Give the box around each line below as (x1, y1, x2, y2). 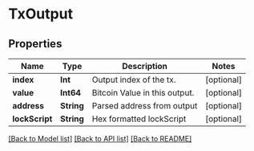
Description (121, 61, 168, 71)
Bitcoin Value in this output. (91, 88, 195, 98)
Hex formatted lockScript (91, 113, 187, 124)
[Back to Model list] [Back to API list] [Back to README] (8, 134, 192, 143)
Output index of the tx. (91, 74, 176, 85)
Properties (8, 37, 62, 51)
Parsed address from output (91, 100, 198, 111)
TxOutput (8, 5, 74, 23)
